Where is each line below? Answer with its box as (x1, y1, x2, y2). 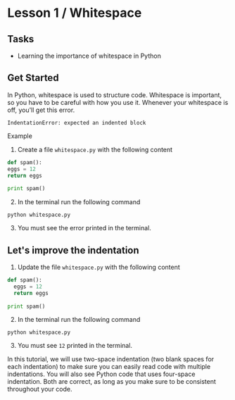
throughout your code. (7, 385, 72, 394)
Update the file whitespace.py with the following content (17, 263, 181, 271)
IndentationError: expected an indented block (7, 119, 146, 126)
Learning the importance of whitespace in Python (17, 51, 162, 60)
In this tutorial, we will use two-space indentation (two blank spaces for (7, 355, 215, 363)
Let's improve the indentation (7, 244, 139, 256)
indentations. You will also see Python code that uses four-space (7, 370, 196, 378)
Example (7, 132, 33, 140)
